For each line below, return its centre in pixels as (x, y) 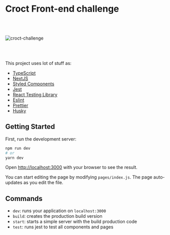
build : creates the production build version (57, 216)
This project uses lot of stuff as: (39, 63)
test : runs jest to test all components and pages (63, 227)
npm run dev (18, 148)
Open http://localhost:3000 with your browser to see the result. (72, 167)
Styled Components (33, 84)
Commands (24, 198)
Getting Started (30, 127)
